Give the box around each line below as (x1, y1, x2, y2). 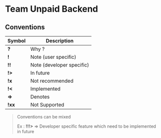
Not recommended (30, 77, 74, 84)
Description (45, 38, 74, 44)
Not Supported (30, 101, 64, 108)
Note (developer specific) (30, 62, 89, 68)
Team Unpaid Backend (5, 3, 99, 15)
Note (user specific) (30, 54, 77, 60)
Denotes (30, 93, 50, 100)
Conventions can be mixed (17, 114, 71, 119)
